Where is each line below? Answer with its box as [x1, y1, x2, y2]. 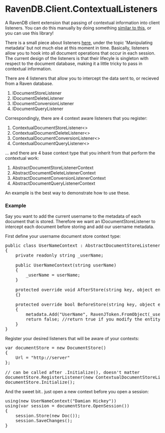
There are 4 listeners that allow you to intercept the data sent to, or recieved [5, 75, 159, 81]
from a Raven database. [5, 80, 54, 87]
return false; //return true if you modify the [26, 317, 142, 322]
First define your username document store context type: [5, 233, 121, 239]
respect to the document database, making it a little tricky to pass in [5, 60, 142, 66]
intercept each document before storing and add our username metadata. [5, 224, 155, 230]
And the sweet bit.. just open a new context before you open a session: [5, 389, 149, 395]
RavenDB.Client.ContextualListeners [5, 3, 158, 15]
